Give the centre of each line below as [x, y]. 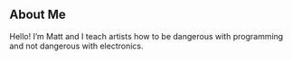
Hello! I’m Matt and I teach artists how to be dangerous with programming [146, 36]
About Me [38, 15]
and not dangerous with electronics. [76, 46]
